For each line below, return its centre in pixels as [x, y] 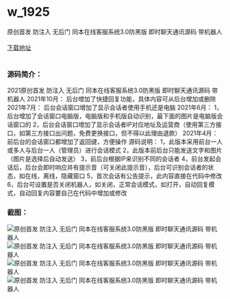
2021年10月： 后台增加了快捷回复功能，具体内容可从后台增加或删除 [122, 99]
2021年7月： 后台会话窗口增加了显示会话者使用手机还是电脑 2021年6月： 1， [115, 107]
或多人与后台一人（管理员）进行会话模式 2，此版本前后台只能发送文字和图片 [115, 151]
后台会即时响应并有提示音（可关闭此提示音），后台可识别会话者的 [116, 168]
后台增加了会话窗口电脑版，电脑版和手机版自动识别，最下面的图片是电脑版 [112, 116]
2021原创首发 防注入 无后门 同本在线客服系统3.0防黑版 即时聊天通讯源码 [109, 90]
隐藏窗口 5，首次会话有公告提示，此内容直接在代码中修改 [141, 176]
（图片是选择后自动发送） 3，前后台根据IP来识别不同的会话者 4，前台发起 [111, 159]
